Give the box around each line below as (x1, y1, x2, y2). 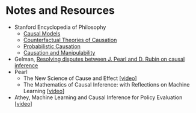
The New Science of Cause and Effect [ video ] (23, 75, 137, 82)
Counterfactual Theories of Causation (23, 36, 117, 43)
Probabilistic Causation (23, 43, 81, 50)
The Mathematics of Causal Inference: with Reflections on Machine (23, 81, 190, 88)
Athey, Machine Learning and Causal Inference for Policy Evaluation (14, 94, 183, 101)
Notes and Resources (5, 4, 115, 17)
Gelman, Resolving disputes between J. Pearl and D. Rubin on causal (14, 55, 185, 63)
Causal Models (23, 29, 61, 37)
